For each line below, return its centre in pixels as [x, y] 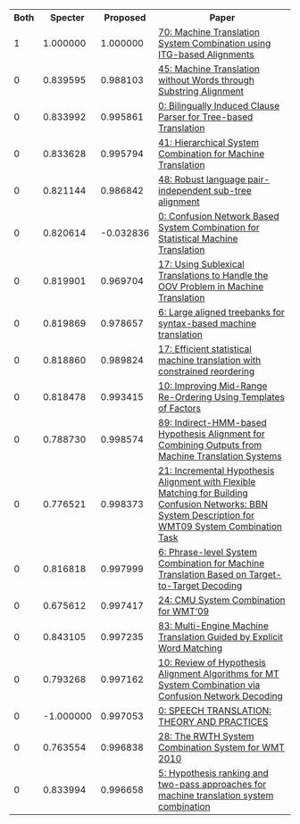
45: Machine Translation [209, 69]
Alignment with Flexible [207, 482]
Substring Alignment [200, 91]
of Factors [179, 408]
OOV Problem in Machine [211, 287]
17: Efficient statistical [204, 349]
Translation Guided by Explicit [220, 637]
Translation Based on [202, 574]
